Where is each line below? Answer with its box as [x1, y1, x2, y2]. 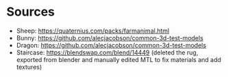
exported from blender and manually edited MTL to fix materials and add [16, 55, 222, 63]
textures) [16, 63, 42, 71]
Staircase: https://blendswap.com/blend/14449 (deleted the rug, [16, 48, 199, 57]
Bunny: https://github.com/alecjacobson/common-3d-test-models [16, 33, 203, 42]
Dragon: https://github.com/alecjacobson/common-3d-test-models [16, 41, 207, 49]
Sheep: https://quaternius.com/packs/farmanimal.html [16, 27, 170, 35]
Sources [6, 4, 55, 20]
